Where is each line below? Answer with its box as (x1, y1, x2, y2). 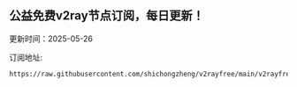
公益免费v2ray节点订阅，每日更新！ (9, 8, 205, 24)
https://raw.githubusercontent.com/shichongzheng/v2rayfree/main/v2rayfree (9, 69, 294, 78)
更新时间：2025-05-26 (9, 33, 93, 44)
